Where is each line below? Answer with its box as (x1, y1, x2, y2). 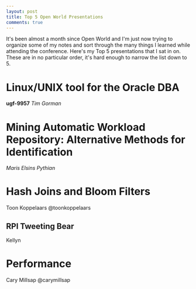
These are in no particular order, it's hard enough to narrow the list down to (6, 54, 187, 61)
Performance (6, 257, 72, 270)
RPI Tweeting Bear (6, 221, 74, 231)
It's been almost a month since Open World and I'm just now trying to (6, 36, 173, 43)
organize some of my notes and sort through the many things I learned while (6, 41, 190, 48)
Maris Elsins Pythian (6, 165, 56, 172)
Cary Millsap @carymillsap (6, 276, 71, 283)
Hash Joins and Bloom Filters (6, 185, 151, 199)
